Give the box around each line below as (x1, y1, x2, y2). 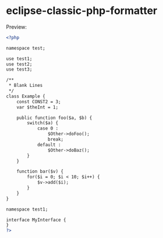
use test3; (6, 66, 33, 72)
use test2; (6, 61, 33, 67)
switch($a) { (27, 120, 59, 126)
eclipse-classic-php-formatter (6, 4, 158, 17)
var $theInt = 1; (16, 104, 59, 110)
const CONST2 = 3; (16, 99, 61, 104)
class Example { (6, 93, 45, 99)
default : (37, 142, 61, 148)
